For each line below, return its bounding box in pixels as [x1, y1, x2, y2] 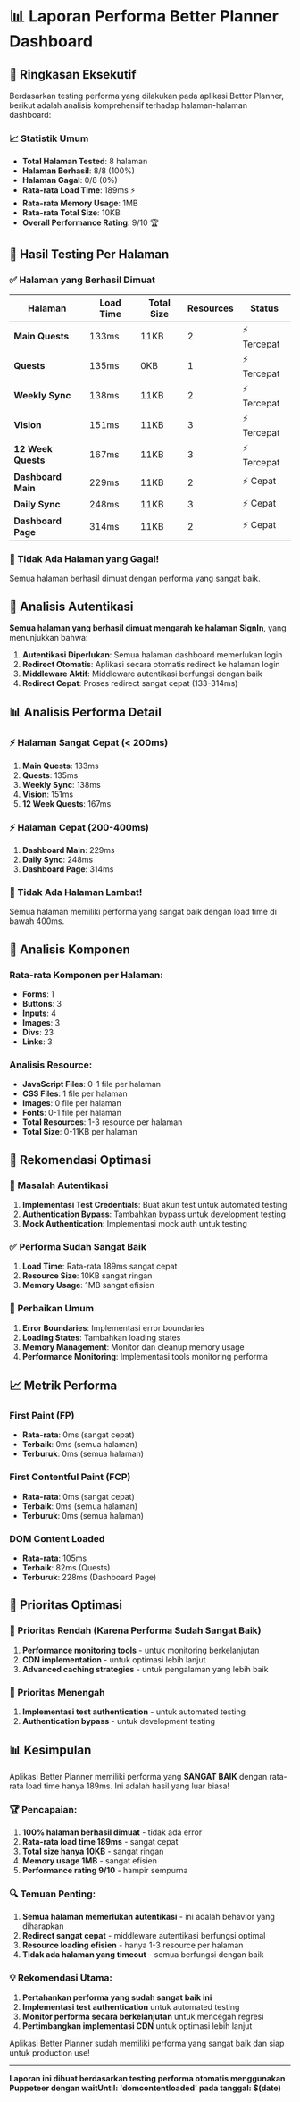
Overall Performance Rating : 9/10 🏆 [21, 217, 159, 228]
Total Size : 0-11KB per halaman [21, 1126, 137, 1137]
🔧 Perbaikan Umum [9, 1302, 95, 1315]
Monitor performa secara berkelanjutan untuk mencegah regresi [21, 2011, 264, 2022]
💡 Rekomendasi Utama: [9, 1972, 113, 1984]
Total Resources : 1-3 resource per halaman [21, 1117, 183, 1127]
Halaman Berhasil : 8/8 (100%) [21, 165, 136, 176]
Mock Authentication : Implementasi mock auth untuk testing [21, 1218, 247, 1229]
